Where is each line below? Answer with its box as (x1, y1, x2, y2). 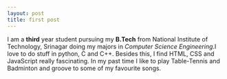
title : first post (7, 16, 60, 23)
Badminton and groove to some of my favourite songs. (7, 64, 162, 72)
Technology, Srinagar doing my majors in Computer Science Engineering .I (7, 42, 217, 50)
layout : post (7, 10, 45, 17)
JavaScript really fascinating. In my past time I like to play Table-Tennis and (7, 57, 220, 65)
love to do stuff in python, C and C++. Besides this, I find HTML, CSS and (7, 49, 215, 58)
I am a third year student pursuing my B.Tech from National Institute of (7, 35, 208, 43)
